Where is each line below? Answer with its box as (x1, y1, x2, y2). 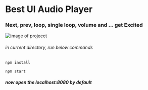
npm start (5, 69, 26, 74)
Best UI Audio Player (5, 4, 93, 15)
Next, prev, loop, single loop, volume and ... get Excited (5, 22, 143, 29)
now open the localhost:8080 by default (5, 79, 92, 85)
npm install (5, 60, 30, 65)
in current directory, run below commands (5, 44, 93, 51)
